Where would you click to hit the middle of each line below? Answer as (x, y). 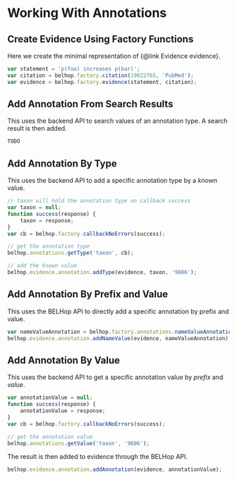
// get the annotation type (49, 246)
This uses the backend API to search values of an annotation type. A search (117, 121)
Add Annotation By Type (62, 163)
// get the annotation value (50, 437)
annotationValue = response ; (63, 411)
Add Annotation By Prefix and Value (88, 294)
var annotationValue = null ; (50, 398)
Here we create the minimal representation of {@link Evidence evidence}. (114, 56)
